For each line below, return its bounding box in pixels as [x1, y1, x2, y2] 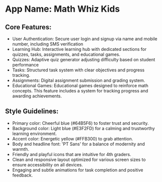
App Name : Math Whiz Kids [5, 3, 120, 15]
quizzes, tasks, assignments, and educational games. [12, 51, 120, 57]
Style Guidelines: [5, 107, 59, 115]
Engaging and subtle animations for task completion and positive [12, 167, 143, 173]
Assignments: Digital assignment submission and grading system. [12, 77, 145, 83]
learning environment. [12, 131, 57, 136]
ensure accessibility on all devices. [12, 161, 83, 167]
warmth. [12, 146, 29, 152]
